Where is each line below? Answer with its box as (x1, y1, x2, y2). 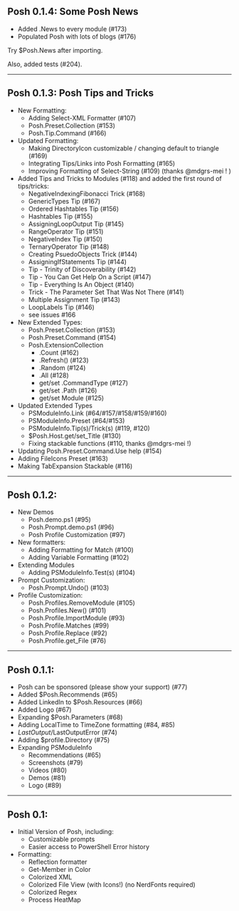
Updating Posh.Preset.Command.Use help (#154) (17, 447, 162, 455)
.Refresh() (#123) (38, 355, 89, 364)
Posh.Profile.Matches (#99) (28, 621, 110, 630)
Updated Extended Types (17, 401, 92, 410)
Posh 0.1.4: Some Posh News (7, 6, 139, 18)
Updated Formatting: (17, 136, 79, 145)
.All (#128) (38, 370, 69, 380)
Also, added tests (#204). (7, 60, 83, 68)
